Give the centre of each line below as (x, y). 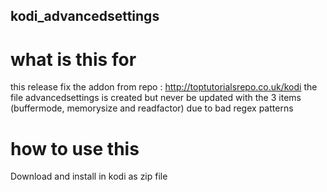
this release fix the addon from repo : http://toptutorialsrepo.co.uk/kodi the (164, 87)
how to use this (75, 148)
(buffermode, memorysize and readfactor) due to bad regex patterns (152, 108)
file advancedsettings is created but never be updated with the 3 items (156, 98)
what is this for (73, 59)
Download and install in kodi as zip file (89, 176)
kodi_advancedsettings (85, 16)
